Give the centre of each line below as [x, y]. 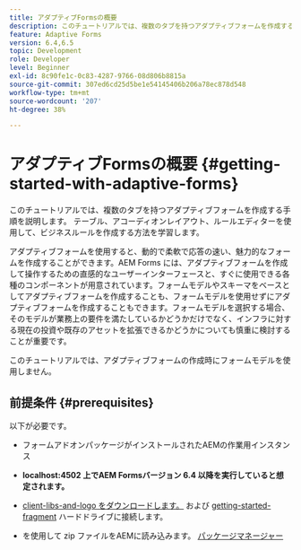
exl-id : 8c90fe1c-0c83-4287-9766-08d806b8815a [98, 76]
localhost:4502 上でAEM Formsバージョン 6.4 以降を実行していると [149, 475]
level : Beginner [39, 68]
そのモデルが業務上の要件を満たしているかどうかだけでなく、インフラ [139, 319]
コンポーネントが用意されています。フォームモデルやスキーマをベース [154, 285]
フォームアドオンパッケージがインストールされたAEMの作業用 [137, 445]
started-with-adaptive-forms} [124, 184]
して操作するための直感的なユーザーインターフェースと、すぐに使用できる [146, 274]
